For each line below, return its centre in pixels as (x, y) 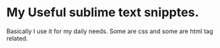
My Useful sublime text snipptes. (103, 13)
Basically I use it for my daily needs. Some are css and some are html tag (110, 31)
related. (17, 38)
